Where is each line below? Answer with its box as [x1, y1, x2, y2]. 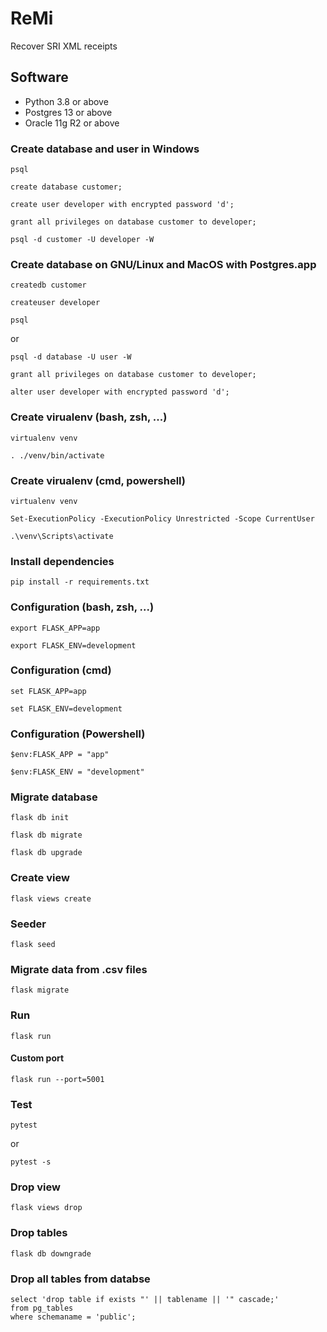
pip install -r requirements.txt [10, 577, 150, 587]
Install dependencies [10, 554, 115, 568]
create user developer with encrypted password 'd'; [10, 200, 235, 210]
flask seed [10, 940, 56, 950]
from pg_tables [10, 1303, 74, 1313]
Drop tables [10, 1226, 68, 1240]
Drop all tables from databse [10, 1272, 151, 1286]
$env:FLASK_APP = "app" [10, 750, 110, 760]
